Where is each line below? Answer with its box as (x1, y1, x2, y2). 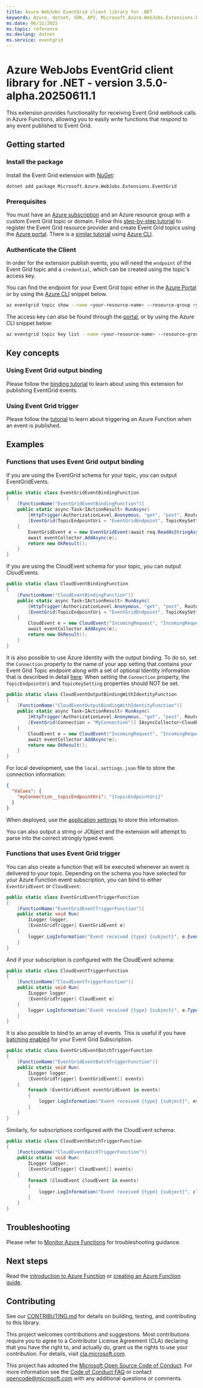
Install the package (6, 158, 63, 166)
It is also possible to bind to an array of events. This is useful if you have (6, 1029, 186, 1037)
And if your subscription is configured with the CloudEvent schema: (6, 956, 175, 963)
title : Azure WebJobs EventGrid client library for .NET (6, 8, 153, 15)
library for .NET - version (6, 76, 134, 90)
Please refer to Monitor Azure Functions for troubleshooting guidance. (6, 1238, 181, 1245)
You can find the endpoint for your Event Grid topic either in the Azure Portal (6, 284, 196, 291)
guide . (6, 1278, 22, 1286)
